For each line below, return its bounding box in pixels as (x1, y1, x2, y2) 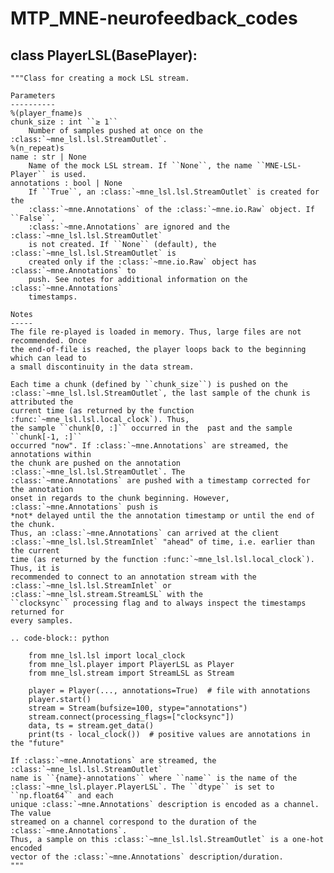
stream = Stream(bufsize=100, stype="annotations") (28, 703, 248, 713)
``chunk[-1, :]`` (10, 432, 83, 442)
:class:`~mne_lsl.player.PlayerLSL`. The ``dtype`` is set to (10, 782, 275, 792)
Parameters (10, 91, 56, 101)
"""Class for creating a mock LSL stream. (10, 73, 190, 83)
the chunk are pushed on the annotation (10, 458, 182, 468)
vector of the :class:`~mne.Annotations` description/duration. (10, 852, 284, 862)
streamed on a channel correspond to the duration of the (10, 817, 257, 827)
